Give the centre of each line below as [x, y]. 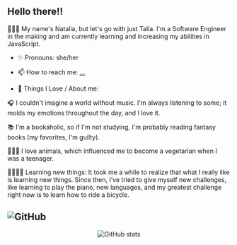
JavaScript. [24, 44]
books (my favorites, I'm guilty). [54, 137]
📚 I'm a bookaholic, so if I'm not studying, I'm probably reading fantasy [111, 127]
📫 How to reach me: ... [51, 72]
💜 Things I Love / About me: [58, 89]
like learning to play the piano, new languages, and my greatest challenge [115, 187]
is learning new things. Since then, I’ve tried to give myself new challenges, [117, 179]
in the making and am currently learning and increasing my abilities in [109, 36]
